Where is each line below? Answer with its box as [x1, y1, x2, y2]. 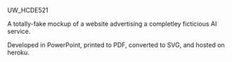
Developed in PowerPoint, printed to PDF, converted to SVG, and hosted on [7, 41, 225, 49]
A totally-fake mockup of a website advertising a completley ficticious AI [7, 20, 217, 27]
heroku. [7, 49, 30, 56]
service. [7, 27, 31, 35]
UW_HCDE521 [7, 6, 49, 14]
